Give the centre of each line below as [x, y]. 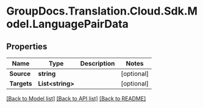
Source [20, 74]
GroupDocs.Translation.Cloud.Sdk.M [102, 11]
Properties [27, 46]
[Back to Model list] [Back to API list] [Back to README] [76, 99]
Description [98, 63]
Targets [21, 83]
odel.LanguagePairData [68, 24]
